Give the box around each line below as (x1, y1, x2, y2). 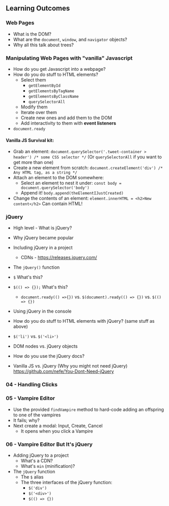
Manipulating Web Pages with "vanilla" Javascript (6, 54, 133, 62)
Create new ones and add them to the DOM (20, 115, 112, 121)
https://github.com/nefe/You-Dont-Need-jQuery (13, 369, 114, 375)
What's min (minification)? (20, 463, 75, 469)
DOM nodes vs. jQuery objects (13, 343, 78, 349)
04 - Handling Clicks (6, 381, 58, 388)
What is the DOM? (13, 31, 51, 37)
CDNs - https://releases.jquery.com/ (20, 255, 97, 261)
